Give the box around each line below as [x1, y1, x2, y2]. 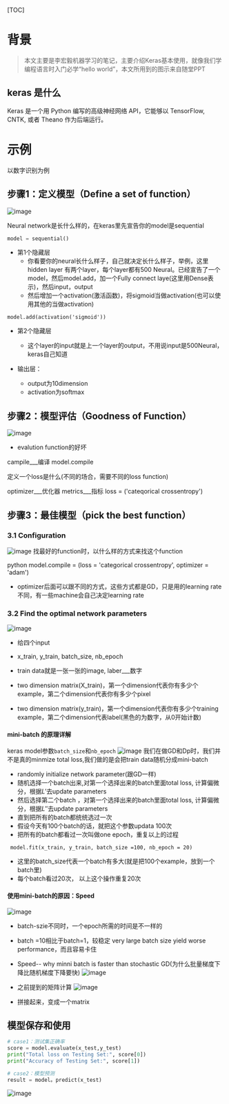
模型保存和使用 [7, 1019, 71, 1031]
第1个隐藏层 [17, 248, 50, 257]
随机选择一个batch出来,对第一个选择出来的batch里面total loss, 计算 [17, 779, 208, 787]
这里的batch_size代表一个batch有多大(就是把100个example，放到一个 [17, 857, 215, 865]
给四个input [17, 638, 50, 647]
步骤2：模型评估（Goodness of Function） [7, 410, 192, 422]
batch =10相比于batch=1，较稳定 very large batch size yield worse [17, 936, 206, 945]
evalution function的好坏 [17, 443, 87, 451]
